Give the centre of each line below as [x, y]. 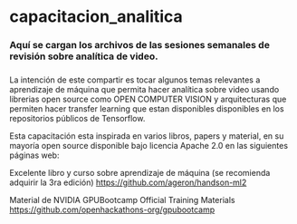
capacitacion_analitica [96, 17]
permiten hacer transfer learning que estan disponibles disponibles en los [147, 109]
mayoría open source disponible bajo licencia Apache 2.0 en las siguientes [148, 146]
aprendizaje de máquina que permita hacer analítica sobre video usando [144, 90]
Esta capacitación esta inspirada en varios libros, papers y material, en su [147, 136]
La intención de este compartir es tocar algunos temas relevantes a [135, 80]
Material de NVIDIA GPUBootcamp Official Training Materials [122, 200]
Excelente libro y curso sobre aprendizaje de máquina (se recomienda [140, 173]
